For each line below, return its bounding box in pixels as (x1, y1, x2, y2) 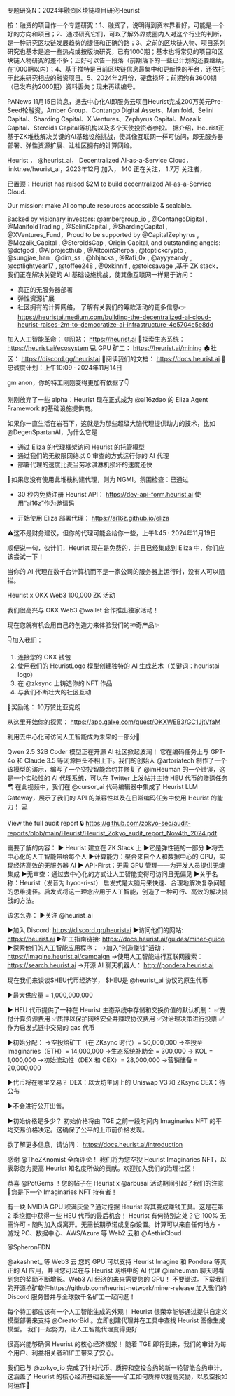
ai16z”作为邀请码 (26, 499, 75, 507)
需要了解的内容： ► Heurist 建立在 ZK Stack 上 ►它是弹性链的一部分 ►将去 (7, 844, 224, 852)
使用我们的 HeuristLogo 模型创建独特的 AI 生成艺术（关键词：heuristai (17, 662, 220, 670)
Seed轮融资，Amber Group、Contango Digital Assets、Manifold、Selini (7, 106, 214, 114)
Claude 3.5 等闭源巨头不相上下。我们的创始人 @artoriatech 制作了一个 (24, 756, 227, 765)
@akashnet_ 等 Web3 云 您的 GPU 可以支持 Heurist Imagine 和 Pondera (7, 1258, 213, 1266)
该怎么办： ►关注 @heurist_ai (7, 911, 93, 919)
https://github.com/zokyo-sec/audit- (85, 819, 191, 827)
